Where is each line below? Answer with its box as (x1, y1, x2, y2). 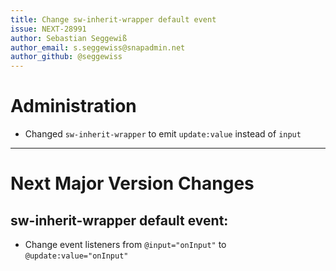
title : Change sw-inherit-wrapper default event (10, 14, 217, 25)
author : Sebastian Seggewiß (10, 33, 128, 43)
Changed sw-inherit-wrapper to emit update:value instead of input (24, 128, 302, 140)
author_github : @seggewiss (10, 52, 123, 62)
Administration (10, 95, 137, 118)
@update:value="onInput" (24, 251, 129, 261)
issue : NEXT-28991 (10, 24, 87, 34)
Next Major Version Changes (10, 172, 255, 195)
